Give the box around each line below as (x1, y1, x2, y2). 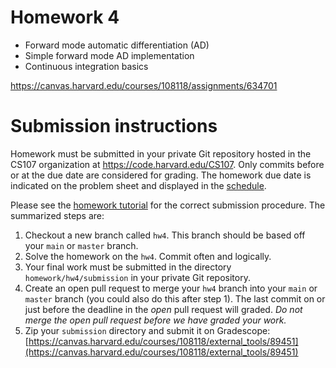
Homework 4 (10, 6, 120, 29)
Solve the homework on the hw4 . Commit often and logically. (24, 250, 272, 262)
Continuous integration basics (24, 60, 149, 72)
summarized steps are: (10, 209, 105, 221)
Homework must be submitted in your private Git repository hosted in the (10, 147, 312, 160)
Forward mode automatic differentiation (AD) (24, 39, 210, 51)
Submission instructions (10, 115, 218, 138)
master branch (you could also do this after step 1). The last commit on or (24, 292, 326, 305)
